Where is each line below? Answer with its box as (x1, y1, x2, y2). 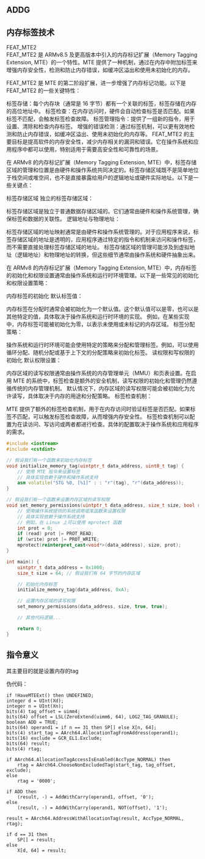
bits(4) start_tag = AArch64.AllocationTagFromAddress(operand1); (6, 729, 179, 736)
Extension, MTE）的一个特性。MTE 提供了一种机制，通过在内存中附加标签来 (6, 59, 198, 66)
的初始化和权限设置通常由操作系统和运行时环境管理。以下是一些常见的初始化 (6, 272, 199, 279)
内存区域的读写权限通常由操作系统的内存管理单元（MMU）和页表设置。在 (6, 370, 191, 377)
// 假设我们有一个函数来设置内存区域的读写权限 (6, 497, 110, 503)
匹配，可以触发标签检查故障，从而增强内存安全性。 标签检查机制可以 (16, 413, 190, 420)
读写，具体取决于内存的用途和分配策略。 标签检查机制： (11, 392, 153, 400)
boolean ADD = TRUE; (6, 719, 59, 725)
